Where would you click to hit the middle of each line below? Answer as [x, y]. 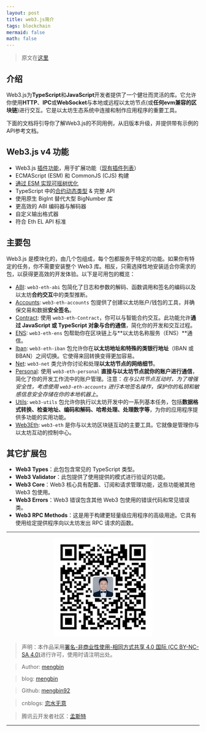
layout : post [23, 13]
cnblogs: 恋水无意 [44, 703]
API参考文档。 [24, 130]
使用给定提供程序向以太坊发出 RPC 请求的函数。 [76, 523]
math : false [21, 39]
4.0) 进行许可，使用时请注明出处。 [73, 655]
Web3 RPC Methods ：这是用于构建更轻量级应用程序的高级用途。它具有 [106, 515]
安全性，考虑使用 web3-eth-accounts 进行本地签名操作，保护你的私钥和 [105, 387]
